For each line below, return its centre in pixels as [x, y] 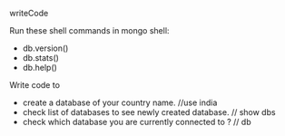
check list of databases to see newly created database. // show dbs [149, 112]
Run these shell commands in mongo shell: [89, 30]
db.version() [45, 48]
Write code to [35, 85]
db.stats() [40, 58]
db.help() [39, 68]
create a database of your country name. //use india [120, 102]
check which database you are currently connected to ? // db [137, 122]
